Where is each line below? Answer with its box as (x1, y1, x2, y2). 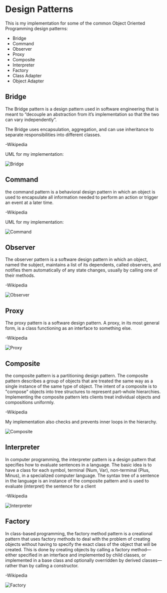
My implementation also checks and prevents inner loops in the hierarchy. (5, 419, 157, 425)
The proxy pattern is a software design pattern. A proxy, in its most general (5, 320, 160, 326)
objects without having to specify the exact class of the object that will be (5, 541, 157, 547)
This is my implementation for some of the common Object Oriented (5, 20, 145, 26)
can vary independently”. (5, 117, 57, 123)
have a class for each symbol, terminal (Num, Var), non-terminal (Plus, (5, 467, 150, 473)
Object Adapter (12, 78, 44, 84)
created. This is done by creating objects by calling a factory (5, 546, 130, 552)
